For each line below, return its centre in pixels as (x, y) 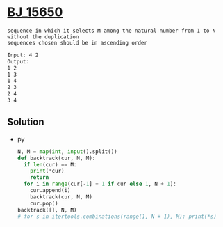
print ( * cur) (47, 171)
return (40, 178)
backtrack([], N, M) (47, 210)
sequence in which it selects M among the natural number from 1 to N (111, 31)
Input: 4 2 (23, 55)
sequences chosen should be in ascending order (77, 42)
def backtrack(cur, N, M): (56, 158)
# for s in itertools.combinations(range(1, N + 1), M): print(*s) (117, 217)
